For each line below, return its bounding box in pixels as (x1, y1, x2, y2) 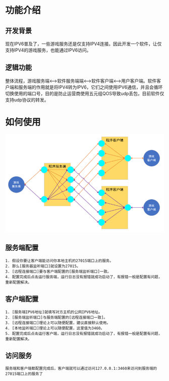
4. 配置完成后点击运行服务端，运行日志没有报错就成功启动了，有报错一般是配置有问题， (5, 274, 162, 279)
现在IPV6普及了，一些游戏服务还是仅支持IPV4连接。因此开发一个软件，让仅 (5, 41, 162, 47)
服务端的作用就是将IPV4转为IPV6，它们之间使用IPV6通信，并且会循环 (18, 84, 163, 90)
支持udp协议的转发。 (5, 97, 49, 103)
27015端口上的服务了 (5, 371, 43, 376)
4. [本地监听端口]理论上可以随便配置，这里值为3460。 (5, 325, 105, 331)
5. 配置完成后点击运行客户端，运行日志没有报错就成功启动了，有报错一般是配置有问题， (5, 331, 162, 336)
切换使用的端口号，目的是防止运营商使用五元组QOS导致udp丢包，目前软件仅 (5, 90, 164, 96)
